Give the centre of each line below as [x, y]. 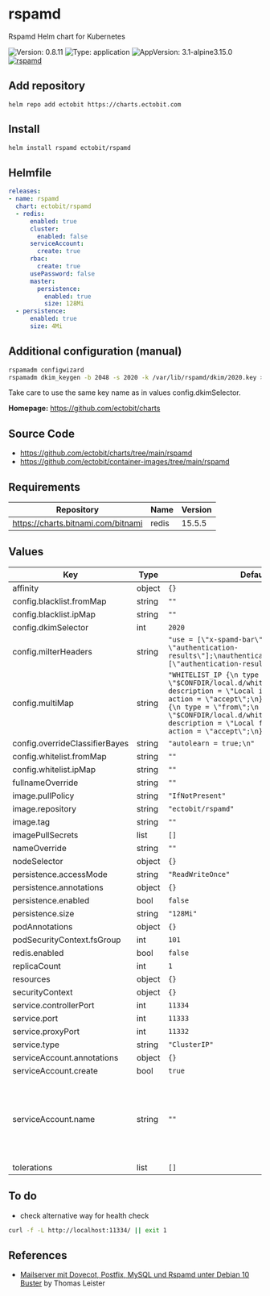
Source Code [41, 433]
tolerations [33, 1167]
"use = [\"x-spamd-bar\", [218, 639]
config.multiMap [43, 703]
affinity [25, 588]
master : [43, 281]
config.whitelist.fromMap [59, 756]
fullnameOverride [45, 783]
